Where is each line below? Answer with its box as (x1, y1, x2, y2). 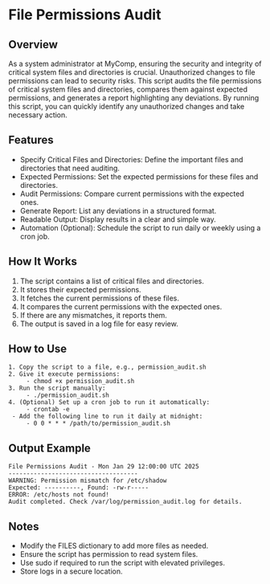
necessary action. (8, 110, 68, 120)
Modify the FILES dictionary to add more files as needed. (19, 541, 209, 551)
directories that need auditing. (19, 163, 121, 173)
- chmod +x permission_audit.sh (26, 378, 135, 386)
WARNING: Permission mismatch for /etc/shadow (8, 476, 167, 485)
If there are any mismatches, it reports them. (19, 310, 167, 320)
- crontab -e (26, 406, 70, 414)
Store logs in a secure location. (19, 566, 123, 576)
